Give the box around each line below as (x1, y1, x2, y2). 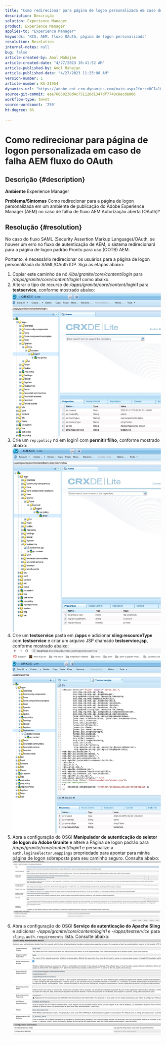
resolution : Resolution (5, 40, 54, 45)
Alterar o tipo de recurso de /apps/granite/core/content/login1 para (12, 282, 149, 288)
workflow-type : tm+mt (5, 97, 50, 102)
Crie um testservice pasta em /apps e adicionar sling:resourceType (12, 633, 153, 639)
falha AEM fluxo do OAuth (5, 156, 113, 167)
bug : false (5, 50, 28, 55)
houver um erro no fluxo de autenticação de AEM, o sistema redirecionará (5, 241, 156, 247)
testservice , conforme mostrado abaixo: (12, 287, 95, 292)
